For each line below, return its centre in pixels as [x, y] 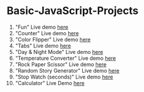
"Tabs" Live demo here [43, 46]
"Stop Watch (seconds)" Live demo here [64, 77]
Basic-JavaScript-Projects [73, 11]
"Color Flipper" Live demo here [53, 39]
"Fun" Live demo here [42, 27]
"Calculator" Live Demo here [50, 83]
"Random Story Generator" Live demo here [67, 70]
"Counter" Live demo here [47, 33]
